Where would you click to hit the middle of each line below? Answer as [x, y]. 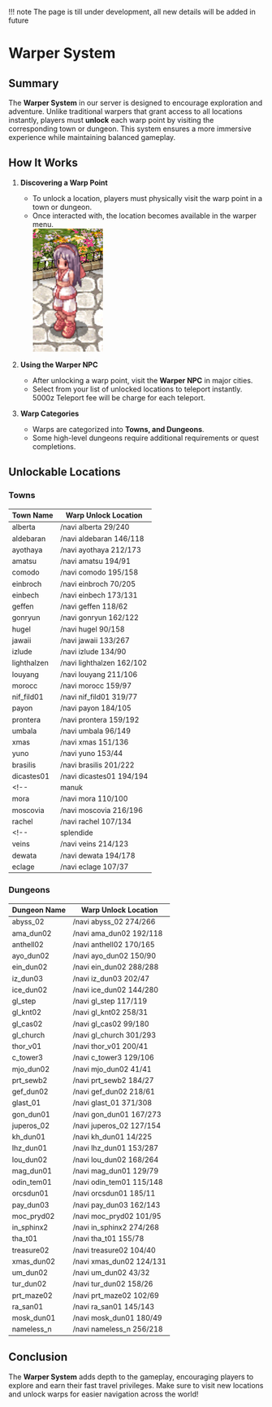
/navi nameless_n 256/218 [118, 1329]
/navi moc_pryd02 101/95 [117, 1216]
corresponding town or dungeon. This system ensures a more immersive [130, 129]
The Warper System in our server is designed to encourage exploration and [135, 103]
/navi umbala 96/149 [95, 731]
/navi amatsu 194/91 [95, 561]
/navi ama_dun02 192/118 [118, 933]
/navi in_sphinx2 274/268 [116, 1227]
